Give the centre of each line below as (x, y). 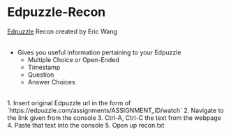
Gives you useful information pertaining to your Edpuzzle (99, 52)
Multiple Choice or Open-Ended (74, 59)
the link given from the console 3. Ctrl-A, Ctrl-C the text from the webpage (114, 118)
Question (41, 75)
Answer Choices (51, 82)
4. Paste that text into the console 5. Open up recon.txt (86, 125)
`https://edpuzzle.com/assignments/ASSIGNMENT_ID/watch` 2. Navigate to (116, 110)
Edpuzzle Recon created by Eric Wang (62, 31)
